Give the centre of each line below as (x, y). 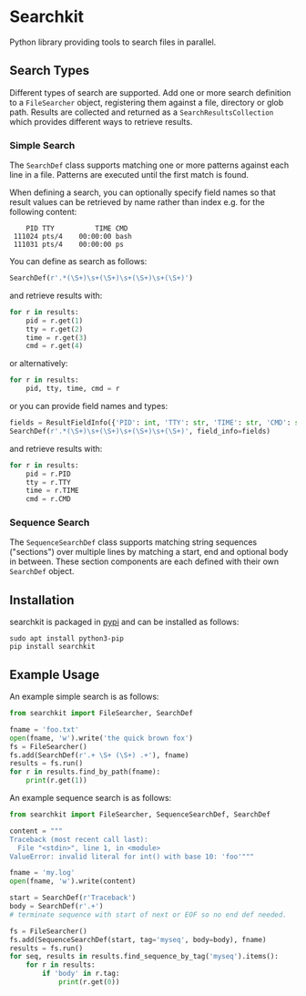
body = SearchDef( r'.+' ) (56, 907)
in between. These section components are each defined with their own (144, 561)
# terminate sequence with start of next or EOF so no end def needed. (148, 914)
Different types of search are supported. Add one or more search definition (150, 92)
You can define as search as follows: (78, 262)
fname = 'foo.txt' (44, 729)
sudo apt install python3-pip (67, 639)
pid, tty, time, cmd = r (73, 389)
